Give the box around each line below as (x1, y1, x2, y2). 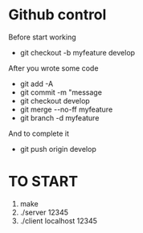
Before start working (8, 32, 76, 42)
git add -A (19, 79, 54, 88)
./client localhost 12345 (19, 215, 98, 226)
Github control (8, 6, 107, 24)
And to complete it (8, 129, 70, 138)
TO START (8, 173, 79, 190)
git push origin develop (19, 144, 96, 153)
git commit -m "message (19, 87, 103, 97)
